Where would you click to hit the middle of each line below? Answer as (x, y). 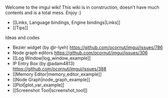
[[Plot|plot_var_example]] (38, 85)
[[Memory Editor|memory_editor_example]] (57, 74)
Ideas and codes (22, 38)
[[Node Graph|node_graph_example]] (51, 80)
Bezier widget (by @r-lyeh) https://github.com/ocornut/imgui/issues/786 (88, 47)
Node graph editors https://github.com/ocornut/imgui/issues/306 (80, 53)
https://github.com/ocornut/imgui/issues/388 (59, 69)
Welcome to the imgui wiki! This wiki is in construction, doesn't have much (82, 7)
